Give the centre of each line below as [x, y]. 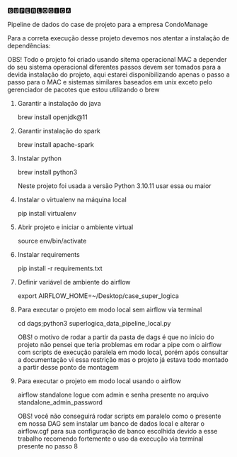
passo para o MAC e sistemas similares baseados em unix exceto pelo [110, 82]
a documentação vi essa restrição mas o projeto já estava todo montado [123, 360]
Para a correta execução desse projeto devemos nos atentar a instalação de [118, 38]
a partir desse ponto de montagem [68, 367]
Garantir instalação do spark [59, 131]
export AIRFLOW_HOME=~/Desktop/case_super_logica [98, 296]
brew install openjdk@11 [52, 117]
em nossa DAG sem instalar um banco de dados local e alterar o [111, 424]
